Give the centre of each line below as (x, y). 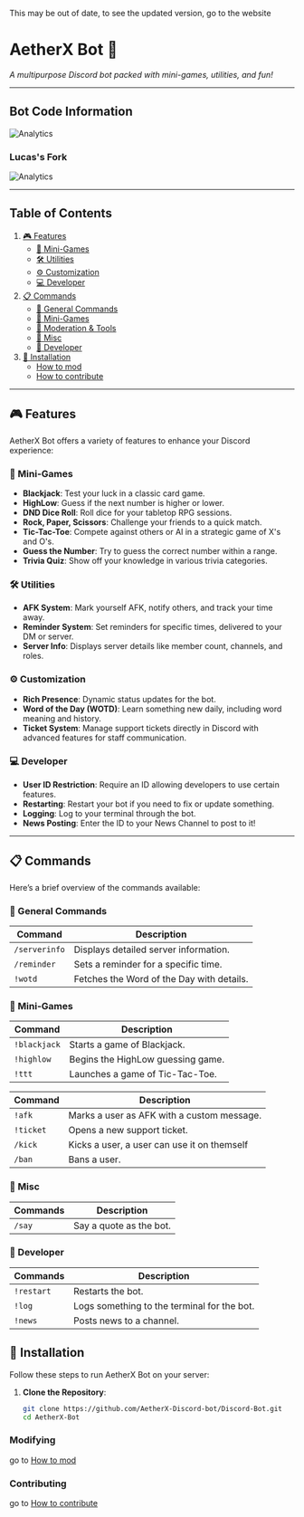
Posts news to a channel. (126, 1321)
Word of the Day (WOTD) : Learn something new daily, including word (152, 709)
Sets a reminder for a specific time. (148, 964)
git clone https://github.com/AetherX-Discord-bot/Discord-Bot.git (152, 1408)
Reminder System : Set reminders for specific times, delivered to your (152, 627)
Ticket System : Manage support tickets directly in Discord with (141, 728)
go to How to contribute (53, 1503)
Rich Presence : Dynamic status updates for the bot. (119, 699)
